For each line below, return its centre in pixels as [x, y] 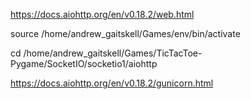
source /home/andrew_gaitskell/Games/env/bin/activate [125, 33]
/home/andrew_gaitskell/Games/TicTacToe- [113, 53]
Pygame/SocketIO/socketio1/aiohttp [84, 63]
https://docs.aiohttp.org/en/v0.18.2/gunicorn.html [112, 83]
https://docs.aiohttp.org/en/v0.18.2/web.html [102, 14]
